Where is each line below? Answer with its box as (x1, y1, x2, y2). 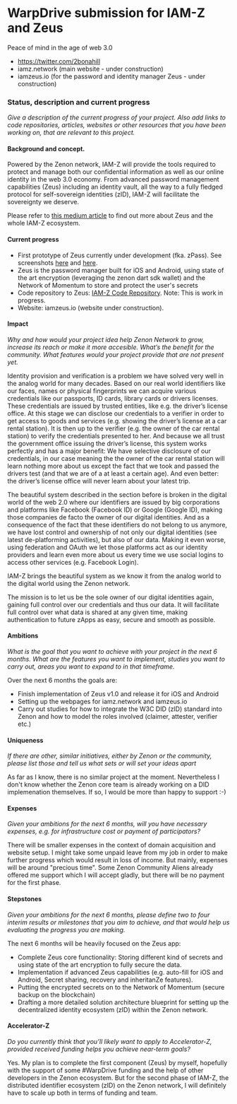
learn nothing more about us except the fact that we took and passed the (7, 462, 219, 470)
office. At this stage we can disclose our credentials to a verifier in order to (7, 409, 224, 418)
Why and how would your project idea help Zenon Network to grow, (7, 335, 205, 343)
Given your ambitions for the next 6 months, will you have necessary (7, 820, 207, 828)
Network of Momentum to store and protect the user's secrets (17, 281, 199, 289)
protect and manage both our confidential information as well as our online (7, 168, 224, 176)
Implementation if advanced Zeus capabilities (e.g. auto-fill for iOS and (17, 968, 224, 976)
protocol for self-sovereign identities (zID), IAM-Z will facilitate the (7, 190, 200, 199)
